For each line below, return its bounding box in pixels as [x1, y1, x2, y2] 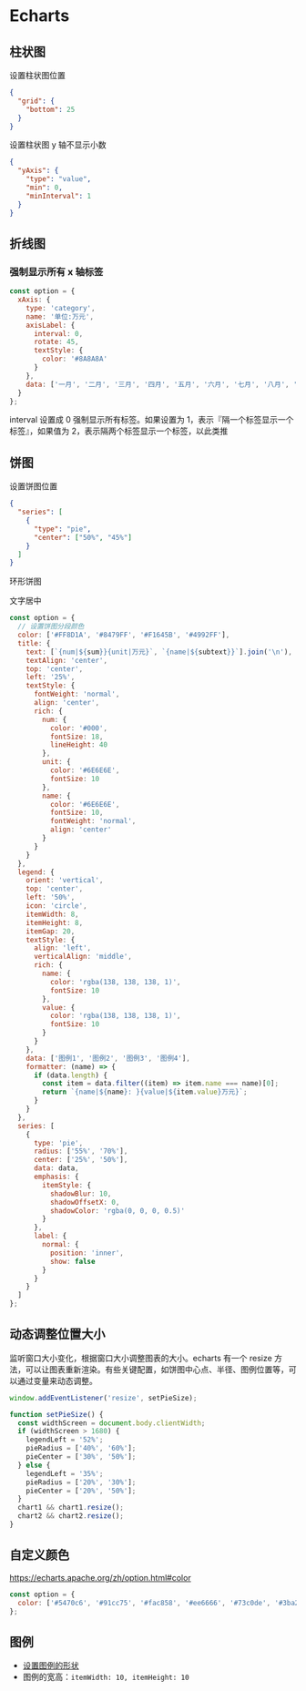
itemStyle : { [42, 1180, 92, 1189]
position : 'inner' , [49, 1248, 125, 1258]
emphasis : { [33, 1172, 79, 1181]
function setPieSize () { [9, 1410, 104, 1419]
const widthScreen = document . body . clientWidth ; [17, 1418, 206, 1428]
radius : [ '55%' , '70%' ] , [33, 1146, 128, 1156]
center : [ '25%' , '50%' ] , [33, 1156, 128, 1165]
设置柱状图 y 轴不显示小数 [9, 139, 107, 150]
